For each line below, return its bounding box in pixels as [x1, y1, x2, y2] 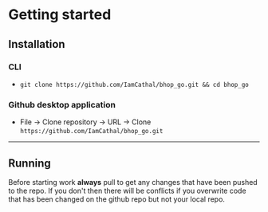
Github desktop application [8, 99, 116, 110]
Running [8, 156, 52, 170]
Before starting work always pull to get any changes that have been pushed [8, 177, 258, 186]
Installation [8, 37, 65, 51]
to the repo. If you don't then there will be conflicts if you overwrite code [8, 186, 246, 195]
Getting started [8, 6, 112, 24]
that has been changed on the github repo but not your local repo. [8, 194, 226, 204]
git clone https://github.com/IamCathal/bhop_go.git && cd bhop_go [19, 80, 249, 88]
